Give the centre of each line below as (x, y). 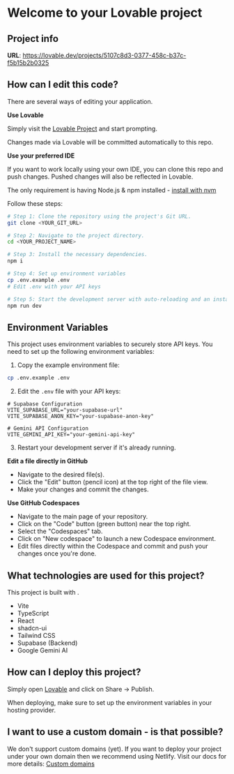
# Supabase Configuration (45, 404)
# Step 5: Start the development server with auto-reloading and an (109, 299)
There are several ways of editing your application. (80, 101)
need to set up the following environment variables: (81, 352)
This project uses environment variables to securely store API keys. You (110, 344)
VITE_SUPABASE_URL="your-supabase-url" (65, 410)
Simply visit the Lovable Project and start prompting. (83, 128)
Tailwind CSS (36, 635)
